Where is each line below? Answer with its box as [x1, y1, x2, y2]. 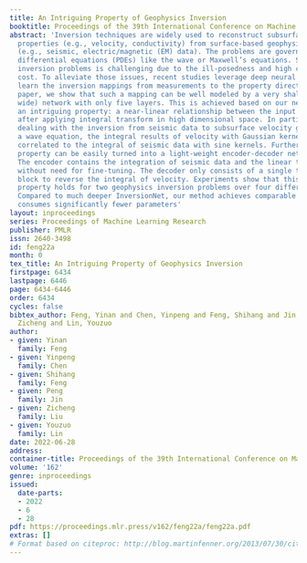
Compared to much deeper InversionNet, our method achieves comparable [17, 192, 297, 201]
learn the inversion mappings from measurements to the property [17, 81, 272, 90]
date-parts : [17, 488, 64, 497]
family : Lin [17, 429, 64, 438]
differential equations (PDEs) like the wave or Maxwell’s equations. [17, 56, 292, 65]
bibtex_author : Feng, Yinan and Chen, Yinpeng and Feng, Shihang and [9, 310, 281, 319]
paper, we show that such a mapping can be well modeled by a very [17, 89, 281, 99]
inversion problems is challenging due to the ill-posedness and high [17, 65, 292, 74]
